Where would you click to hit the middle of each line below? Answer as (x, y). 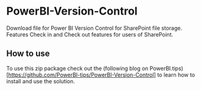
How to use (28, 54)
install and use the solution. (41, 81)
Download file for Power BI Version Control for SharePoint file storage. (94, 28)
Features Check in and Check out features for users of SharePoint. (90, 34)
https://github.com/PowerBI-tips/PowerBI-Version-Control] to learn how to (102, 75)
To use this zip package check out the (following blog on (77, 68)
